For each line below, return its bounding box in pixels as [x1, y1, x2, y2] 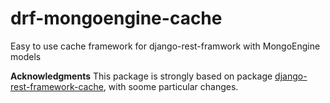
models [10, 50, 42, 62]
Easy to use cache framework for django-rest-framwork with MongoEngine [10, 40, 321, 52]
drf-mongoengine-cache [10, 7, 223, 30]
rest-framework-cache [10, 80, 104, 92]
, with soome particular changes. [103, 80, 239, 92]
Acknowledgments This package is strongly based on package [10, 70, 273, 82]
